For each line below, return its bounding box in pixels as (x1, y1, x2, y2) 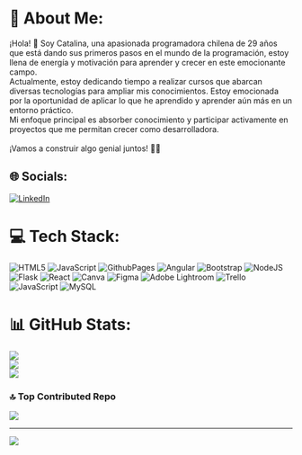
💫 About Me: (9, 8, 104, 29)
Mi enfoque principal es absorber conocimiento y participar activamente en (9, 114, 289, 125)
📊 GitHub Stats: (9, 314, 132, 335)
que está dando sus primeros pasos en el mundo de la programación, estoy (9, 47, 289, 58)
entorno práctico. (9, 104, 74, 115)
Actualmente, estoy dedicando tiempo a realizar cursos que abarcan (9, 76, 263, 86)
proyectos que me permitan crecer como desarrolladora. (9, 123, 219, 134)
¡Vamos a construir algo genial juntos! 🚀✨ (9, 143, 162, 154)
